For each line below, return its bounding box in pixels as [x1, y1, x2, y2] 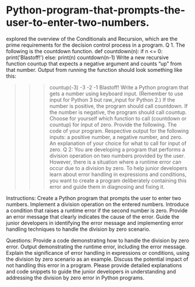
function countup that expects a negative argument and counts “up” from [6, 60, 182, 67]
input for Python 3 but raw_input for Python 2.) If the [49, 96, 176, 103]
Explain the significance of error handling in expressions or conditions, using [6, 249, 190, 256]
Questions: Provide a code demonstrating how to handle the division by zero [6, 237, 189, 244]
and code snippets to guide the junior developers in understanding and [6, 268, 176, 275]
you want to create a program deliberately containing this [49, 177, 187, 184]
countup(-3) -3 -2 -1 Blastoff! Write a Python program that [49, 84, 189, 91]
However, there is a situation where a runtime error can [49, 158, 182, 165]
